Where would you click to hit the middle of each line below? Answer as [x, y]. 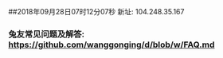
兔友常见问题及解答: [47, 34]
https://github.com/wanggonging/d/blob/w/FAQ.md [111, 44]
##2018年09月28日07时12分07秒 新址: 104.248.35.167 [96, 12]
